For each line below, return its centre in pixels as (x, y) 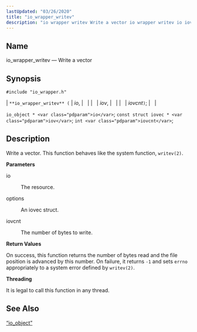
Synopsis (23, 79)
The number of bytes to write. (57, 232)
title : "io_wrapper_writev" (40, 17)
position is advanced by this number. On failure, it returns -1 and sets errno (97, 261)
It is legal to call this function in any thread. (58, 290)
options (15, 198)
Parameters (21, 164)
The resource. (38, 187)
